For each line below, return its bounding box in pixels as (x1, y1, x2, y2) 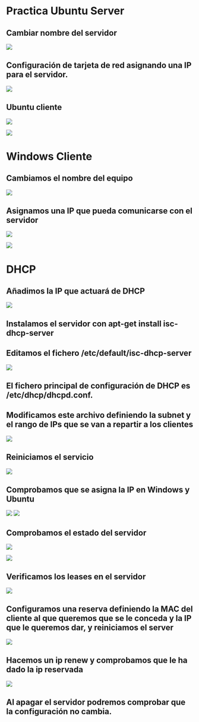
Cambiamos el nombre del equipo (6, 174, 133, 184)
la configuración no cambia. (6, 707, 112, 717)
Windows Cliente (6, 150, 93, 163)
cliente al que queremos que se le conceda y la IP (6, 613, 192, 623)
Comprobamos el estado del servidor (6, 528, 147, 538)
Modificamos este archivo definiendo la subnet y (6, 410, 191, 420)
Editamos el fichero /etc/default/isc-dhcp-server (6, 348, 192, 358)
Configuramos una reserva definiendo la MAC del (6, 604, 193, 614)
